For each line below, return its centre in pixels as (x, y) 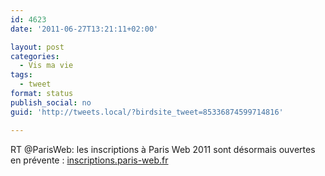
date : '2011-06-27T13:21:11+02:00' (84, 29)
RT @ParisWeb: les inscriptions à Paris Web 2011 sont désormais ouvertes (163, 149)
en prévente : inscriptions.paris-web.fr (89, 160)
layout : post (37, 47)
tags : (21, 75)
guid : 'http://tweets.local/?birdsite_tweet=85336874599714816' (147, 112)
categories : (35, 56)
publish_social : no (51, 102)
